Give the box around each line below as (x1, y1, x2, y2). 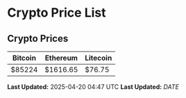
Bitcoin (12, 54, 37, 63)
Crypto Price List (7, 5, 106, 21)
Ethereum (44, 54, 78, 63)
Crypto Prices (7, 33, 69, 44)
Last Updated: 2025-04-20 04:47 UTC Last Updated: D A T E (7, 83, 179, 91)
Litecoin (84, 54, 112, 63)
